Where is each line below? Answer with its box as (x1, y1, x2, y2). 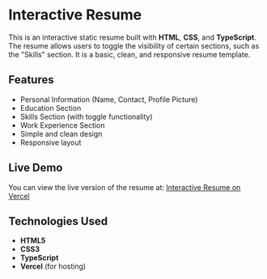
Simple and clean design (19, 129, 103, 138)
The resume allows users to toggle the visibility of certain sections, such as (8, 40, 260, 50)
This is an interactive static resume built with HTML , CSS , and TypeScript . (8, 32, 257, 42)
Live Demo (8, 161, 63, 175)
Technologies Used (8, 214, 108, 228)
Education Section (19, 103, 82, 112)
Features (8, 73, 54, 87)
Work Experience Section (19, 120, 105, 130)
